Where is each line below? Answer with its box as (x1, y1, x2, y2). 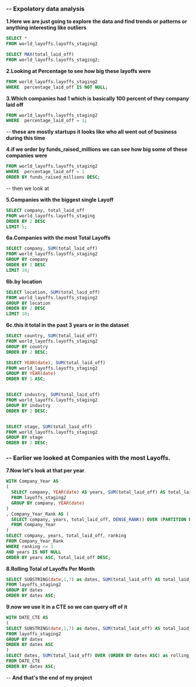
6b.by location (6, 278, 43, 285)
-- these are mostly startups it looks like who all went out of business (6, 128, 177, 136)
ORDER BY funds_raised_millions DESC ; (6, 174, 100, 180)
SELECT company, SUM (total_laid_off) (6, 246, 98, 251)
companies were (6, 152, 48, 159)
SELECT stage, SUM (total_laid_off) (6, 423, 93, 430)
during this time (6, 134, 45, 141)
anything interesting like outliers (6, 24, 86, 31)
